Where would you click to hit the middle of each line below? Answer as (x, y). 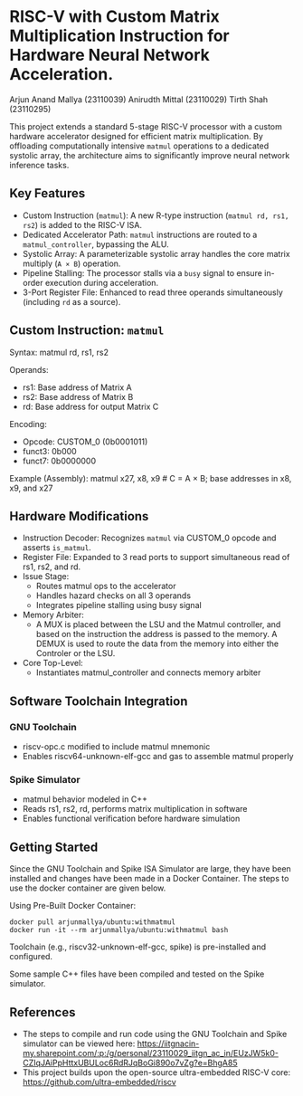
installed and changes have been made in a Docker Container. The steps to (149, 879)
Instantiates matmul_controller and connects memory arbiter (148, 672)
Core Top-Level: (52, 663)
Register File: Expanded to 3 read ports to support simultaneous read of (156, 558)
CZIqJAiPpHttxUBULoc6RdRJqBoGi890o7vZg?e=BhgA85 (130, 1063)
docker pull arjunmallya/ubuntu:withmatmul (93, 922)
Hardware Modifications (79, 516)
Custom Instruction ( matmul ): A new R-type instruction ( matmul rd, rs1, (156, 215)
